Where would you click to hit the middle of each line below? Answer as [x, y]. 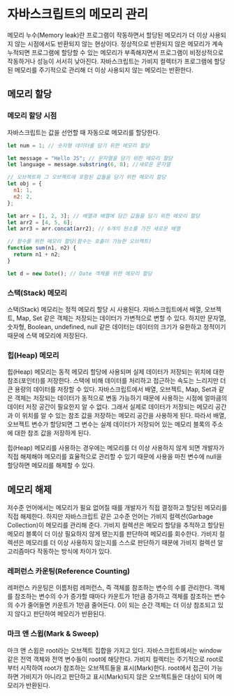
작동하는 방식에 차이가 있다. [74, 551]
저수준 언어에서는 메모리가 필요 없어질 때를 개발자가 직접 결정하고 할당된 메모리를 [117, 508]
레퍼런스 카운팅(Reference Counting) [69, 571]
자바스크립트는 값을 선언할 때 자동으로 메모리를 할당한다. [84, 132]
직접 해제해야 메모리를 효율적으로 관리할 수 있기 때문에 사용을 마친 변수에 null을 [115, 457]
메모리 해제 [30, 490]
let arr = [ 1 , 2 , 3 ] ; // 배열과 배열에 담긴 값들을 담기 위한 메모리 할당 [104, 216]
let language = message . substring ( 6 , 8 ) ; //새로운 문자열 [89, 165]
